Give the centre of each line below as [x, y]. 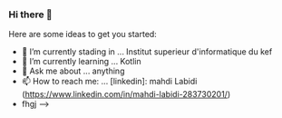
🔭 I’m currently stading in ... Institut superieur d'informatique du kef [147, 52]
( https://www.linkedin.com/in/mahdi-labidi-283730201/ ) [126, 94]
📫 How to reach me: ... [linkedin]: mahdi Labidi [109, 82]
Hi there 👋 [31, 15]
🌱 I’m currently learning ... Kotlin [81, 62]
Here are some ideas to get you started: [83, 34]
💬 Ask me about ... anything [73, 71]
